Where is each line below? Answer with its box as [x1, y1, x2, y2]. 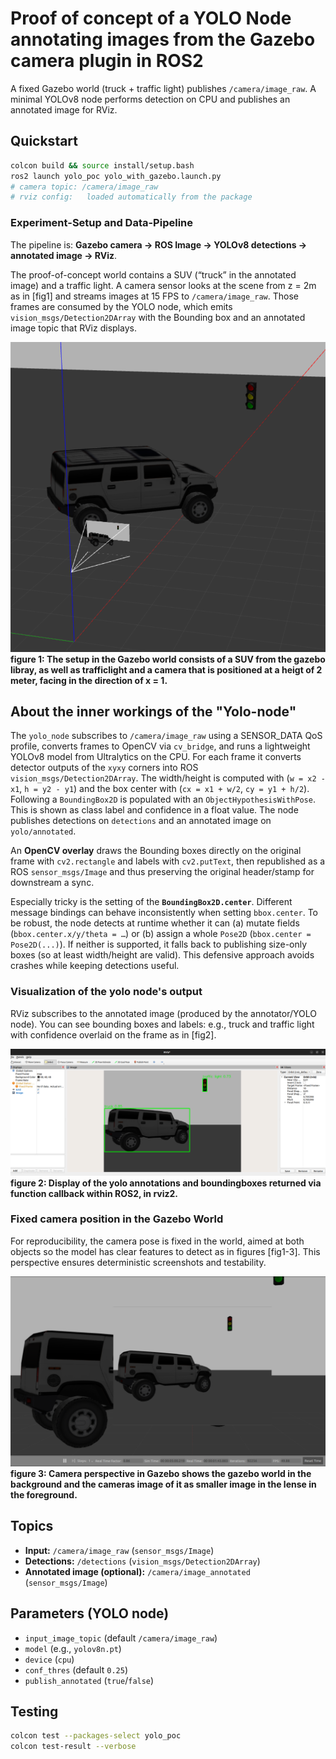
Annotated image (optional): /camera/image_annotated [24, 1565, 251, 1577]
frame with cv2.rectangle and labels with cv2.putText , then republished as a [10, 855, 326, 867]
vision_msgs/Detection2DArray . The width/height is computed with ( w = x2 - [10, 772, 326, 784]
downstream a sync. [10, 877, 95, 889]
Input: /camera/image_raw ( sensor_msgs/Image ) [24, 1544, 215, 1556]
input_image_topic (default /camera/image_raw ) [24, 1632, 218, 1644]
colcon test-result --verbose [10, 1742, 137, 1752]
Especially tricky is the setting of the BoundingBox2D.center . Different [10, 896, 293, 908]
